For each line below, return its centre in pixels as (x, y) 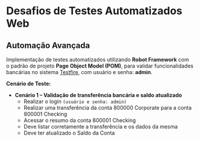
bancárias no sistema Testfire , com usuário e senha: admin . (79, 72)
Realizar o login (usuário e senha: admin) (75, 101)
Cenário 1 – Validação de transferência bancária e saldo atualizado (98, 95)
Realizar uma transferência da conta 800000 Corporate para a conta (108, 108)
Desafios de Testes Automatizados (94, 11)
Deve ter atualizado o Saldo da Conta (69, 133)
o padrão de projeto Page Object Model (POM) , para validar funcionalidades (100, 66)
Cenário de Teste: (29, 84)
